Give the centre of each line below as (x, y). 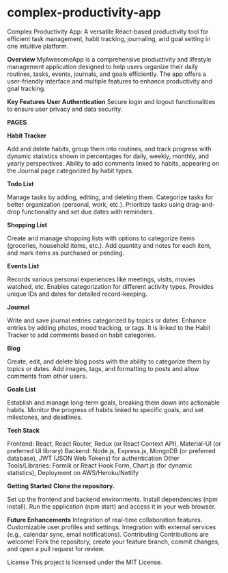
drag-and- (200, 204)
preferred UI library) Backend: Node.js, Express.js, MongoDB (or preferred (112, 450)
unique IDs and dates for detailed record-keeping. (77, 294)
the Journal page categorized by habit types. (71, 170)
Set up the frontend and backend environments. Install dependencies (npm (113, 499)
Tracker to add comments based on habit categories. (82, 335)
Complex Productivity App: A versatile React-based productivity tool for (108, 31)
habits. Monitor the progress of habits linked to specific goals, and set (105, 409)
